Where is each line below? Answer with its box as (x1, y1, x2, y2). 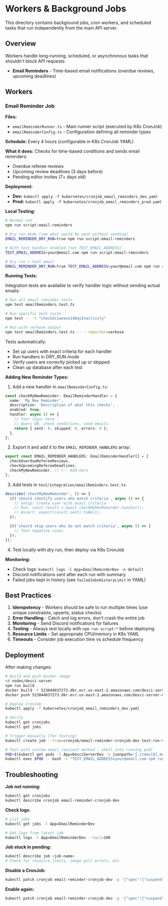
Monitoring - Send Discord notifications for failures (12, 620, 118, 626)
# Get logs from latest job (5, 830, 64, 835)
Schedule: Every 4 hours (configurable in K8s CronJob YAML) (5, 139, 134, 145)
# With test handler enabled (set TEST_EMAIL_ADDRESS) (5, 245, 122, 250)
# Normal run (5, 218, 32, 223)
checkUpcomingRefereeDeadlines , (9, 464, 77, 469)
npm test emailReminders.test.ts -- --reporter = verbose (5, 329, 124, 334)
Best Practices (5, 591, 51, 600)
